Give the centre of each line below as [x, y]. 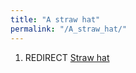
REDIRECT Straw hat [67, 57]
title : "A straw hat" [55, 19]
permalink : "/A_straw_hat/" [69, 29]
